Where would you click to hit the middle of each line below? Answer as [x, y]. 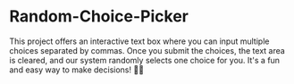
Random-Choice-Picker [99, 17]
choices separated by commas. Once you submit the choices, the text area [147, 50]
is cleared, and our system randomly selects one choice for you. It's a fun [144, 60]
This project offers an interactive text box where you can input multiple [139, 41]
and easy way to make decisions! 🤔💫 [77, 70]
